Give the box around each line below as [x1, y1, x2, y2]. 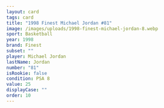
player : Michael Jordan [6, 53, 67, 59]
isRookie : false [6, 70, 47, 76]
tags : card [6, 14, 34, 20]
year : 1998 [6, 37, 34, 43]
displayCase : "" [6, 87, 47, 93]
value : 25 [6, 82, 31, 88]
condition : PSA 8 [6, 76, 50, 82]
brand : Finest [6, 43, 42, 49]
